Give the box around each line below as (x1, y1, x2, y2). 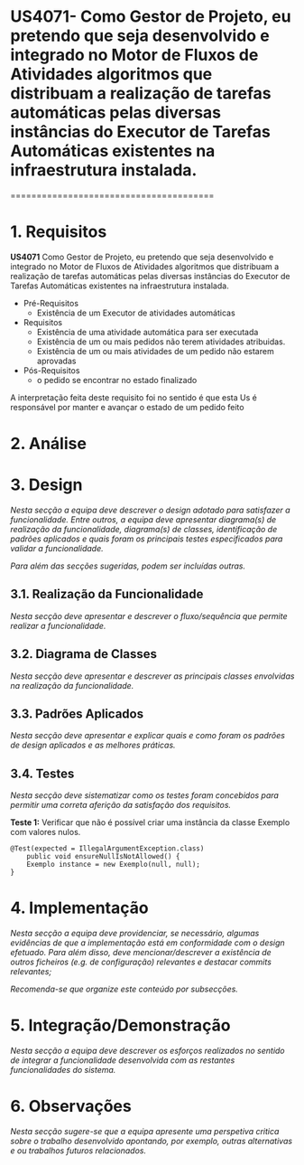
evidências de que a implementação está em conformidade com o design (10, 937, 285, 948)
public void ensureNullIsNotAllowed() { (26, 852, 180, 861)
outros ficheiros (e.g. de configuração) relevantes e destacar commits (10, 956, 272, 968)
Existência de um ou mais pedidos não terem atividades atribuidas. (36, 336, 286, 347)
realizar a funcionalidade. (10, 620, 106, 631)
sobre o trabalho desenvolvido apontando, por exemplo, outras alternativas (10, 1136, 292, 1147)
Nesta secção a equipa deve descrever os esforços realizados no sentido (10, 1046, 285, 1057)
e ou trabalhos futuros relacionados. (10, 1145, 147, 1156)
